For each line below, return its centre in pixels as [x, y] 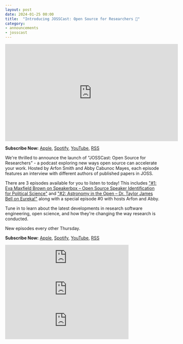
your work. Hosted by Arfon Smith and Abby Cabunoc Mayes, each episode [82, 168]
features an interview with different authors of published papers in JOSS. [79, 173]
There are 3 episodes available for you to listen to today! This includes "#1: [81, 183]
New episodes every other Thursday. [43, 228]
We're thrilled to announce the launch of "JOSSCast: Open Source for [75, 158]
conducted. [17, 219]
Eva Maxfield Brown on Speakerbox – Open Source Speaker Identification [80, 188]
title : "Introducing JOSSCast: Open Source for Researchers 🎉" [73, 19]
